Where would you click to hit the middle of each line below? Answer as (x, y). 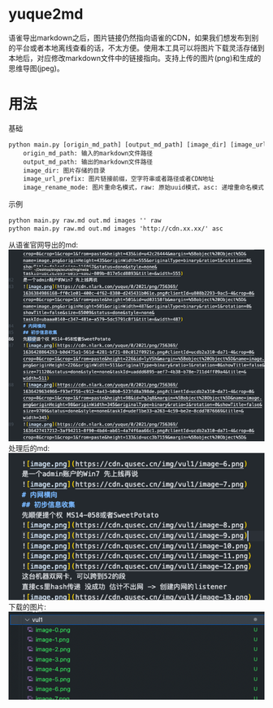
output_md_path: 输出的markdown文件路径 (88, 162)
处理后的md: (29, 448)
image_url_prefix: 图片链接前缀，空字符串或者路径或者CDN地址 (119, 179)
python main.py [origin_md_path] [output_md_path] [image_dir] (118, 144)
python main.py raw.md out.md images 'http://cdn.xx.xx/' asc (116, 229)
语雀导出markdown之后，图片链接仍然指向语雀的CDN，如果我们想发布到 (130, 37)
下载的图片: (28, 607)
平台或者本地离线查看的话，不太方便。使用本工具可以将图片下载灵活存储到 (140, 48)
